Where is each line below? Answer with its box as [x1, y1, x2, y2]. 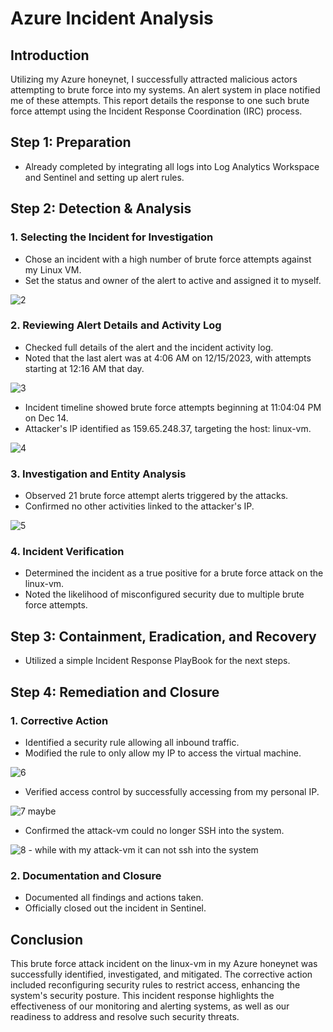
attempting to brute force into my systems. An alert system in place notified [10, 84, 321, 96]
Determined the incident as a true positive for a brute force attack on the [24, 567, 324, 579]
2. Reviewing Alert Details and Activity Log [10, 318, 222, 332]
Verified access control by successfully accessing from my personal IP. [24, 785, 320, 797]
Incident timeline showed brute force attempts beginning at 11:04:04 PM [24, 401, 322, 413]
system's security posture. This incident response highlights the [10, 990, 275, 1001]
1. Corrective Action [10, 713, 109, 727]
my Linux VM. [24, 263, 82, 276]
